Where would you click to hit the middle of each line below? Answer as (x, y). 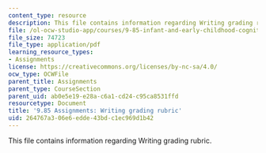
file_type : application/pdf (55, 45)
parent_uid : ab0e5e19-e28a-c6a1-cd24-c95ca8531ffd (93, 96)
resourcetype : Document (47, 103)
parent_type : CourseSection (55, 89)
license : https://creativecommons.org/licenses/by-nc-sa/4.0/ (113, 67)
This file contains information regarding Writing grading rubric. (110, 140)
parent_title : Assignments (53, 81)
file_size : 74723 (37, 37)
